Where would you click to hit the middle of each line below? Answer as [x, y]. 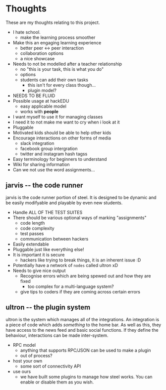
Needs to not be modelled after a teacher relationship [67, 64]
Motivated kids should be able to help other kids [62, 132]
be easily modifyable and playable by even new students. [64, 203]
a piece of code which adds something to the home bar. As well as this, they [83, 325]
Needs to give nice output [39, 270]
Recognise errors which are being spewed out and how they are [85, 276]
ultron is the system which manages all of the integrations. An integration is [83, 319]
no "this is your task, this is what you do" [62, 69]
